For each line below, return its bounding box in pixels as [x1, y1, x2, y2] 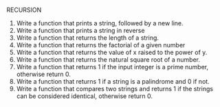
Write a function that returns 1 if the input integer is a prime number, [16, 63, 209, 71]
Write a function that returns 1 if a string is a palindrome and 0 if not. [16, 78, 210, 85]
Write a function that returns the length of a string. [16, 34, 159, 42]
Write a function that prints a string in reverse [16, 27, 145, 34]
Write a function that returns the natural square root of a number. [16, 56, 201, 64]
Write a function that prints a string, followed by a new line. [16, 19, 184, 27]
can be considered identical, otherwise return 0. [16, 92, 153, 100]
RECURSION [6, 6, 42, 14]
